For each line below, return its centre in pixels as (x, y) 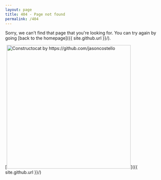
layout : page (19, 10)
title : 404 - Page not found (35, 14)
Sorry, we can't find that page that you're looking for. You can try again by (81, 33)
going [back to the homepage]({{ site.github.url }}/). (58, 38)
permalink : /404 (22, 19)
